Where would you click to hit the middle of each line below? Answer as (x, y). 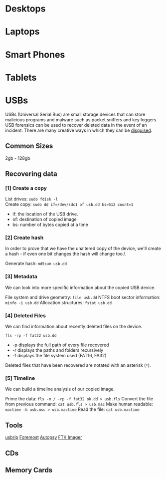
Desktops (25, 9)
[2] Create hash (24, 237)
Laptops (22, 32)
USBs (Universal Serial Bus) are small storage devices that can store (75, 114)
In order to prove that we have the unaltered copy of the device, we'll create (83, 249)
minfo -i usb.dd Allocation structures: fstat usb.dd (59, 302)
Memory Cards (29, 470)
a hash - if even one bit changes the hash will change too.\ (65, 254)
